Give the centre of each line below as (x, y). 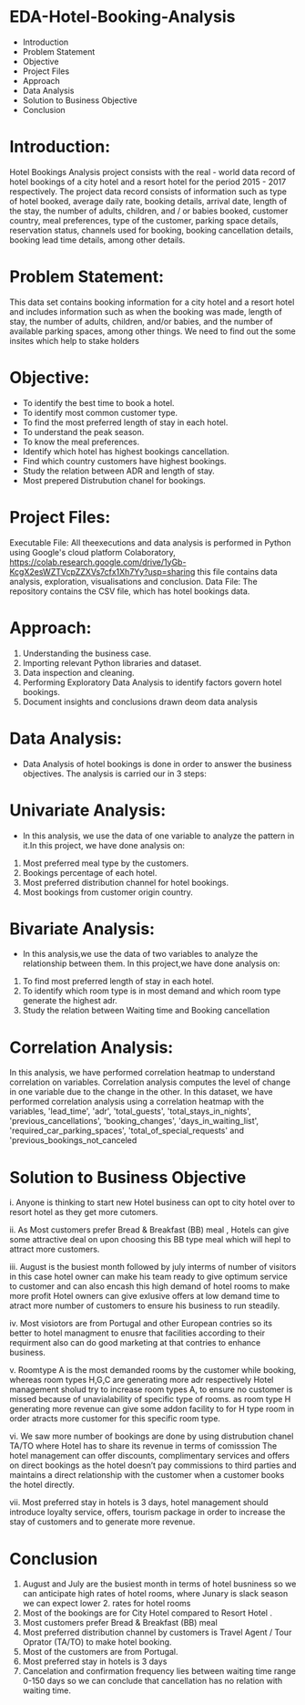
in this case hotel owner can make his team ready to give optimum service (149, 1277)
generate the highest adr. (70, 1001)
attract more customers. (55, 1249)
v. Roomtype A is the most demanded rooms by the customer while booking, (153, 1370)
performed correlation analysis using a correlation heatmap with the (137, 1102)
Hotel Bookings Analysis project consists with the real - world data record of (152, 172)
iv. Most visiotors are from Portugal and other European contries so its (141, 1324)
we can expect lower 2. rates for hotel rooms (107, 1604)
